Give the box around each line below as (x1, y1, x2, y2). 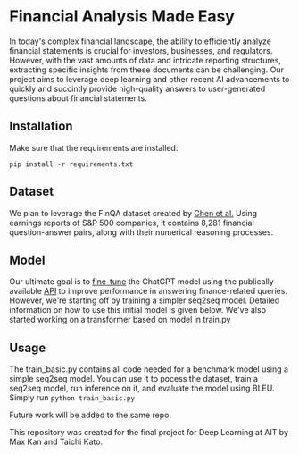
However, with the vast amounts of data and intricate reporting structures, (9, 55, 281, 65)
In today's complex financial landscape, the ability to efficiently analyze (9, 36, 272, 46)
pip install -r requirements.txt (9, 159, 134, 169)
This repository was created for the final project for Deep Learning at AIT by (9, 427, 288, 438)
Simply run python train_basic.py (9, 392, 136, 403)
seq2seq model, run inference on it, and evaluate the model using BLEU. (9, 383, 275, 394)
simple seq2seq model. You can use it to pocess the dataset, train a (9, 374, 259, 384)
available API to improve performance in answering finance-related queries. (9, 286, 288, 297)
